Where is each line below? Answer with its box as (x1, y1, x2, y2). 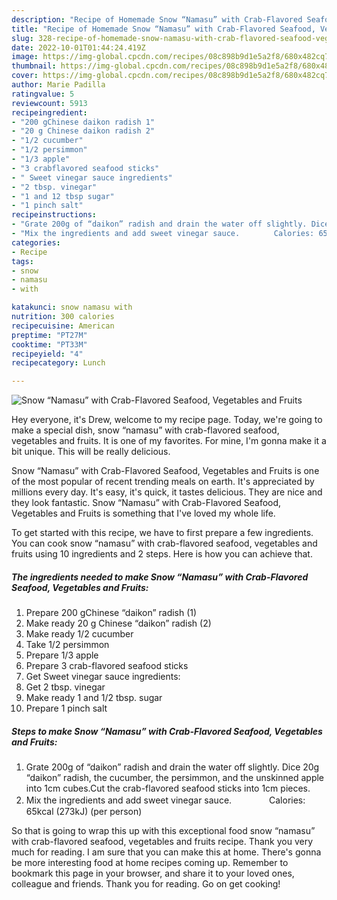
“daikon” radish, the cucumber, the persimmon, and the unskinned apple (25, 772, 325, 784)
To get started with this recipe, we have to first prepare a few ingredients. (11, 527, 314, 539)
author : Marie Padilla (11, 80, 106, 90)
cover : (11, 71, 39, 81)
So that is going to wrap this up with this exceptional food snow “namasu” (11, 825, 316, 837)
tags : (11, 256, 34, 266)
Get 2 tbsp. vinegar (25, 681, 106, 693)
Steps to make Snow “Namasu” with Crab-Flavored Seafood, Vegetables (11, 725, 323, 737)
